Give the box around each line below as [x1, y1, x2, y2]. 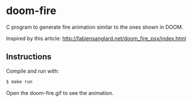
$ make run [6, 79, 33, 84]
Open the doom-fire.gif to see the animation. [6, 89, 114, 96]
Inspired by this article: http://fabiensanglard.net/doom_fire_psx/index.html [6, 35, 186, 42]
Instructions [6, 52, 52, 62]
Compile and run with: [6, 67, 60, 74]
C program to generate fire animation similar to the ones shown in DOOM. [6, 23, 183, 30]
